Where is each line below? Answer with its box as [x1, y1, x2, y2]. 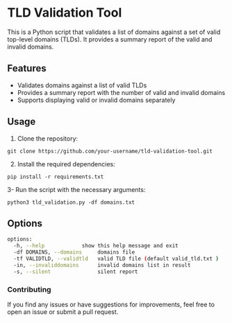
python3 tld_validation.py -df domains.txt [7, 199, 135, 206]
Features [7, 62, 47, 74]
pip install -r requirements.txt [7, 173, 104, 180]
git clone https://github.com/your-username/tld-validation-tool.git [7, 148, 213, 155]
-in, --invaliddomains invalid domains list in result [13, 261, 191, 268]
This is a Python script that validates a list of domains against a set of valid [7, 28, 221, 36]
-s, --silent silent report [13, 268, 138, 275]
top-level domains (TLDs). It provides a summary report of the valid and [7, 35, 213, 43]
